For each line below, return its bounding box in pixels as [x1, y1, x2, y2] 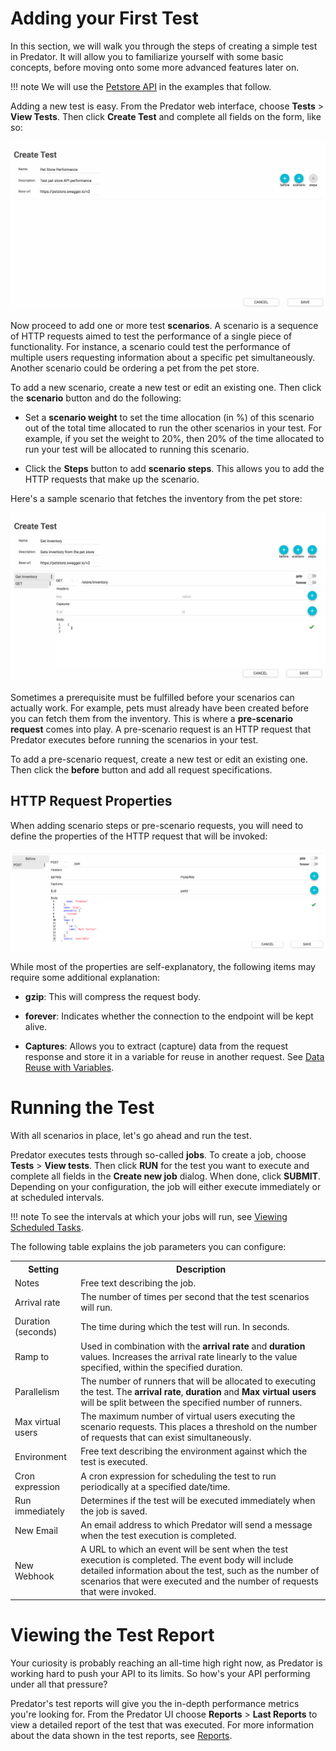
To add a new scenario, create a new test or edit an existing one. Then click [10, 382, 322, 394]
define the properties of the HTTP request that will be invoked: [10, 830, 268, 842]
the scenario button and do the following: [10, 392, 182, 404]
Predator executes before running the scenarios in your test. [10, 733, 259, 746]
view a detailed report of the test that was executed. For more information [10, 1718, 315, 1731]
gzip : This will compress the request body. [24, 991, 201, 1003]
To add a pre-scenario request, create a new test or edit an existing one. [10, 753, 309, 765]
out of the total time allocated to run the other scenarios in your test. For [24, 422, 322, 434]
